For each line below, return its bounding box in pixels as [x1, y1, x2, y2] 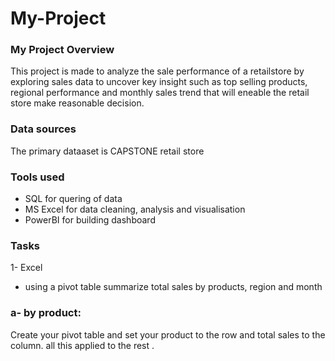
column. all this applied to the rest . [10, 339, 155, 351]
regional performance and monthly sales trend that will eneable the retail [10, 87, 310, 99]
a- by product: [10, 306, 82, 320]
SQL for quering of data [24, 193, 123, 205]
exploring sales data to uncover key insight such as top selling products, [10, 76, 308, 88]
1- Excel [10, 262, 43, 274]
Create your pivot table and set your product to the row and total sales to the [10, 328, 326, 341]
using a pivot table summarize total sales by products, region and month [24, 281, 323, 293]
